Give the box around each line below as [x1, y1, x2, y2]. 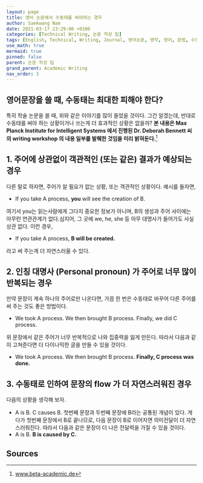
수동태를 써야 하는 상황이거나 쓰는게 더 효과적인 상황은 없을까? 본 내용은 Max [6, 119, 187, 127]
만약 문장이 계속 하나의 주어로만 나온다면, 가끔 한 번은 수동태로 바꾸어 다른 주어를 [6, 295, 196, 303]
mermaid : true [6, 48, 42, 54]
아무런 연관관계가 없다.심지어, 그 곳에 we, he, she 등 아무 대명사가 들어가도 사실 [6, 215, 195, 222]
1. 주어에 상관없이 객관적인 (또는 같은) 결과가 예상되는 [6, 154, 192, 165]
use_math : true [6, 43, 45, 49]
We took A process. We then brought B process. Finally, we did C [14, 315, 178, 322]
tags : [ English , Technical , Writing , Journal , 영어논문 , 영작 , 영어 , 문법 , [6, 37, 188, 43]
